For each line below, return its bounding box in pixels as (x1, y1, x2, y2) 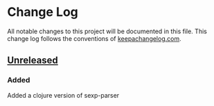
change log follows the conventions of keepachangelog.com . (7, 34, 181, 42)
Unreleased (7, 55, 59, 67)
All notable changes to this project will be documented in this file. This (7, 27, 208, 35)
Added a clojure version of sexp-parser (7, 91, 120, 99)
